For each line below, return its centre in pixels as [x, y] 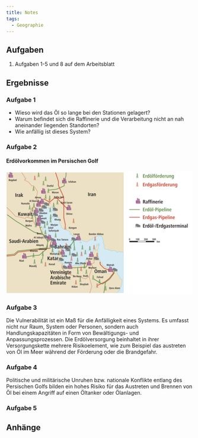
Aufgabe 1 [21, 100]
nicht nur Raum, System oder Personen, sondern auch [72, 327]
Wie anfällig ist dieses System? [52, 131]
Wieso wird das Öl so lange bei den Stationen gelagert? [82, 112]
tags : [13, 19]
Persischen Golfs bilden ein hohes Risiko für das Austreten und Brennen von [99, 386]
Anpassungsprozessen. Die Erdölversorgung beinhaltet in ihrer [83, 339]
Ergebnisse [28, 83]
